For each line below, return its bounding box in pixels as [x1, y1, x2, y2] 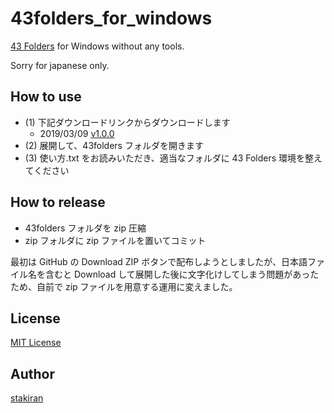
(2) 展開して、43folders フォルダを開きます [24, 139, 204, 151]
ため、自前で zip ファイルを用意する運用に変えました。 [10, 280, 238, 292]
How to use [10, 88, 82, 106]
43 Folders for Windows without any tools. [10, 40, 185, 52]
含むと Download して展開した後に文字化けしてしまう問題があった [44, 268, 320, 280]
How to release [10, 194, 106, 211]
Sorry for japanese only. [10, 59, 110, 71]
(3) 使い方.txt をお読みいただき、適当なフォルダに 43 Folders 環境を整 [24, 152, 315, 164]
